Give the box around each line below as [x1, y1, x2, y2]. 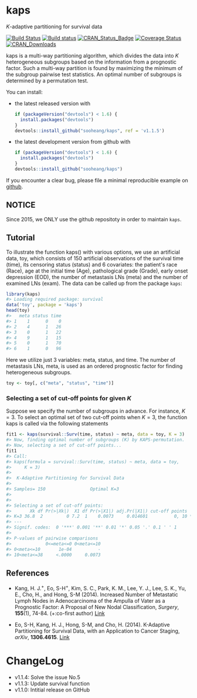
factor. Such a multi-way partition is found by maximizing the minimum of [6, 64, 183, 71]
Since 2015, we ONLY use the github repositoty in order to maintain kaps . [6, 215, 182, 222]
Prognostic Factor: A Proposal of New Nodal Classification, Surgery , [14, 603, 179, 610]
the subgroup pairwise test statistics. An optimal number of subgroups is [6, 71, 182, 78]
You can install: [6, 88, 43, 95]
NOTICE [6, 200, 36, 210]
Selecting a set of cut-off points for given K [6, 394, 132, 402]
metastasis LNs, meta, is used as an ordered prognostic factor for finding [6, 363, 183, 370]
